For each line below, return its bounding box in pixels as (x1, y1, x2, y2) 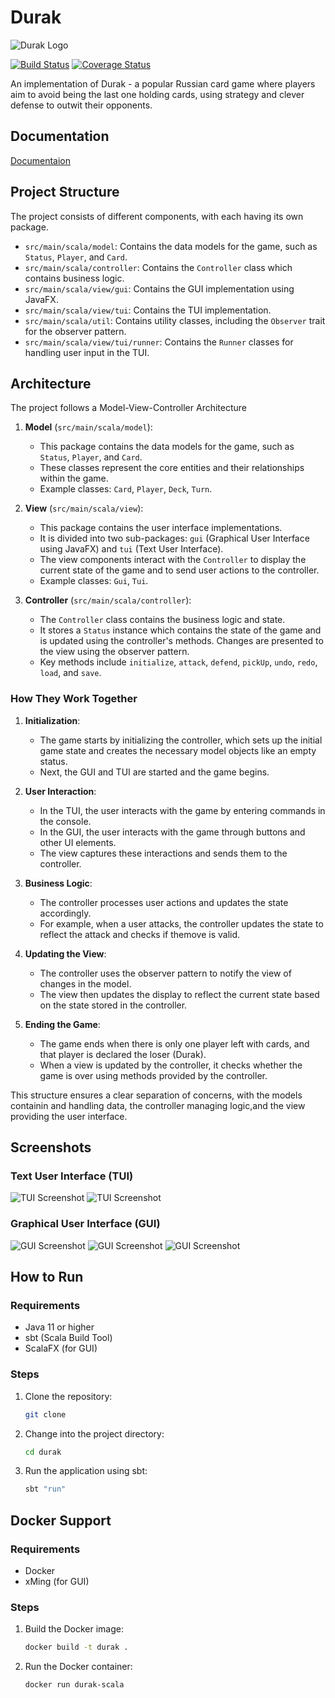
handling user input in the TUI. (24, 346, 150, 358)
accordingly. (39, 907, 92, 919)
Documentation (10, 128, 110, 145)
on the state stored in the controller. (39, 999, 188, 1011)
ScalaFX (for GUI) (24, 1342, 98, 1355)
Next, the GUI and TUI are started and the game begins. (39, 766, 270, 778)
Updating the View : (24, 947, 107, 960)
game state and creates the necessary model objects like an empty (39, 744, 317, 756)
